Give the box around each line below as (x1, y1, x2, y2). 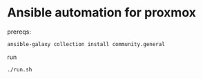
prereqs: (7, 27, 31, 36)
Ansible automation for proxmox (7, 5, 197, 21)
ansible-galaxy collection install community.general (7, 41, 166, 47)
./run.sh (7, 66, 32, 73)
